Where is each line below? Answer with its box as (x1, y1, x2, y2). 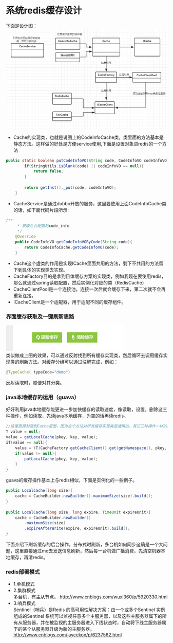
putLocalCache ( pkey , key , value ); (24, 456, 98, 461)
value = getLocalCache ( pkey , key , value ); (6, 435, 98, 440)
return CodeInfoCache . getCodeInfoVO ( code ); (24, 245, 119, 250)
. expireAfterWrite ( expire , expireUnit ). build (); (24, 526, 130, 531)
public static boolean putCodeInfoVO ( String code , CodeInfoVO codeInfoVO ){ (6, 158, 171, 163)
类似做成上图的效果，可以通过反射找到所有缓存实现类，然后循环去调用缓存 (6, 352, 163, 359)
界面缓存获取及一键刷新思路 (6, 313, 74, 320)
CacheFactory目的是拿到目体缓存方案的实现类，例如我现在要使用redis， (13, 273, 166, 279)
